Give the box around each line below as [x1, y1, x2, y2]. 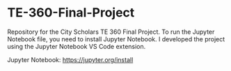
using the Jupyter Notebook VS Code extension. [7, 42, 146, 50]
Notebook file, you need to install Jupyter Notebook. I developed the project [7, 34, 225, 43]
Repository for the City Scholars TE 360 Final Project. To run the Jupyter [7, 28, 215, 36]
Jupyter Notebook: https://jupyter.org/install [7, 55, 134, 63]
